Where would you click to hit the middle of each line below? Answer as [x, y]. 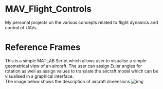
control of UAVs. [21, 27]
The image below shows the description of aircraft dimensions [68, 81]
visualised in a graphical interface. [39, 76]
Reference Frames [43, 47]
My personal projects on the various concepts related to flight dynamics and [81, 22]
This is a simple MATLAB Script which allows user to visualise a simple [76, 61]
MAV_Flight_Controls [48, 9]
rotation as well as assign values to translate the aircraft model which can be [82, 71]
